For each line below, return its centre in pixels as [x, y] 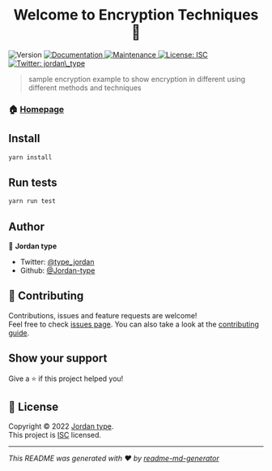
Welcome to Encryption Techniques [136, 15]
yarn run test [32, 201]
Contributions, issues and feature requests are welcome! [103, 315]
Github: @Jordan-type [57, 270]
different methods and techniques [85, 88]
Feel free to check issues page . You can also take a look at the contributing [134, 324]
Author [26, 226]
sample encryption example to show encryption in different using [136, 79]
